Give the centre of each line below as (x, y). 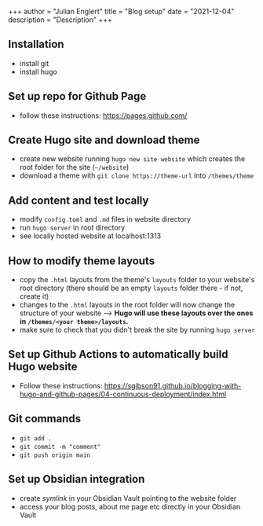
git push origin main (55, 455)
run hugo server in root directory (72, 228)
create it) (34, 296)
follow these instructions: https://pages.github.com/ (103, 115)
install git (34, 63)
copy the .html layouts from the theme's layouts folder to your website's (137, 280)
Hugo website (43, 367)
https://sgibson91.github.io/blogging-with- (173, 385)
